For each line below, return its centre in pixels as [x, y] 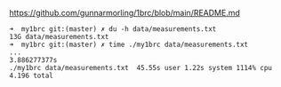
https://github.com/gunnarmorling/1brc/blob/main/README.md [124, 13]
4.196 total [31, 75]
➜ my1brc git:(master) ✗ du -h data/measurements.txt [113, 29]
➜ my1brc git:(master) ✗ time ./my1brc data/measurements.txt [129, 44]
